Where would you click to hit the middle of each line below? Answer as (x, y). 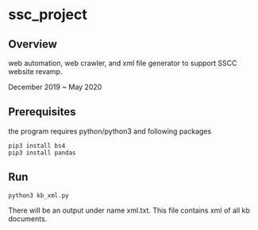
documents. (28, 218)
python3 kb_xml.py (39, 195)
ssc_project (48, 15)
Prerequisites (42, 112)
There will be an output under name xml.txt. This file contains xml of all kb (129, 210)
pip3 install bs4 (37, 146)
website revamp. (35, 72)
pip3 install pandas (42, 153)
